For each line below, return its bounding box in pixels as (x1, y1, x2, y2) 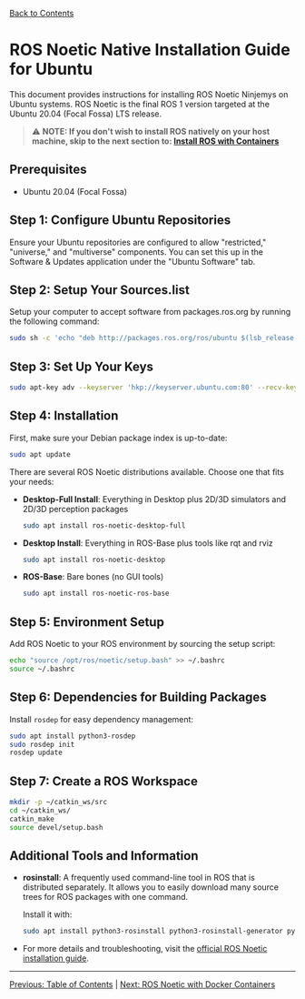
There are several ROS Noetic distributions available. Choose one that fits (9, 466, 284, 477)
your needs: (9, 476, 54, 487)
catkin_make (9, 814, 54, 823)
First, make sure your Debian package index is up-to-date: (9, 432, 228, 443)
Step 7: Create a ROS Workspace (9, 773, 198, 789)
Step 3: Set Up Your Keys (9, 358, 154, 374)
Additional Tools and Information (9, 848, 199, 863)
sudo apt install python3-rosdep (9, 732, 136, 741)
